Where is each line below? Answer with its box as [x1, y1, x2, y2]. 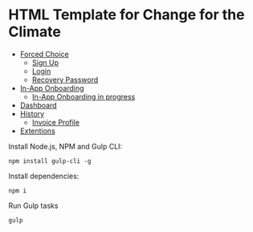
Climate [8, 22, 62, 41]
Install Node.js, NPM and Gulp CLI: [8, 141, 123, 151]
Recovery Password [31, 75, 99, 84]
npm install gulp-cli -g [8, 157, 92, 165]
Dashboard [19, 100, 58, 110]
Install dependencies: [8, 171, 80, 181]
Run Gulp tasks [8, 201, 59, 210]
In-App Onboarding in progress [31, 92, 136, 101]
